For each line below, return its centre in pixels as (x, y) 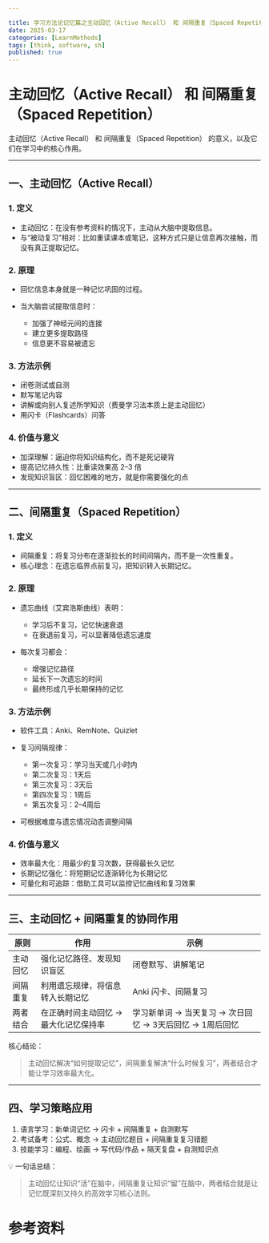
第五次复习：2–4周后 (66, 804)
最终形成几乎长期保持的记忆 (78, 688)
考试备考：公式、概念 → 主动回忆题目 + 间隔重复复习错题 (114, 1139)
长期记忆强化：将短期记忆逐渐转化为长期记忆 (94, 874)
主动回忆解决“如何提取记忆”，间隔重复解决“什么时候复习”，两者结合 (139, 1063)
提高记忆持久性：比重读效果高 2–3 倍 (80, 466)
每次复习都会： (44, 652)
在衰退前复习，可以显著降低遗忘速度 (92, 635)
